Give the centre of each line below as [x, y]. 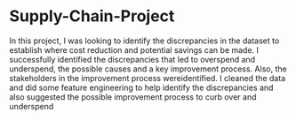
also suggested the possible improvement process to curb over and [133, 97]
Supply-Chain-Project [92, 16]
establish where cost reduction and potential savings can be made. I [134, 49]
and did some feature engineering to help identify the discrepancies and [141, 87]
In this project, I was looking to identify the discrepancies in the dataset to [144, 41]
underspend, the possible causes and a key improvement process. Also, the [148, 69]
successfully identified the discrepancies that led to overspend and [132, 59]
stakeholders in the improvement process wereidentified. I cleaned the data [148, 78]
